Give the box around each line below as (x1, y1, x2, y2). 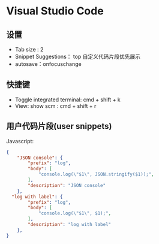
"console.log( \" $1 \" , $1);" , (38, 210, 112, 216)
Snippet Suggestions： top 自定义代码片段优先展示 (14, 53, 141, 60)
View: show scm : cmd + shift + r (14, 102, 97, 109)
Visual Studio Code (6, 4, 104, 18)
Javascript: (6, 137, 34, 144)
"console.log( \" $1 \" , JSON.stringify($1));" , (38, 171, 154, 177)
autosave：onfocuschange (14, 61, 82, 67)
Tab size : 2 (14, 46, 44, 53)
